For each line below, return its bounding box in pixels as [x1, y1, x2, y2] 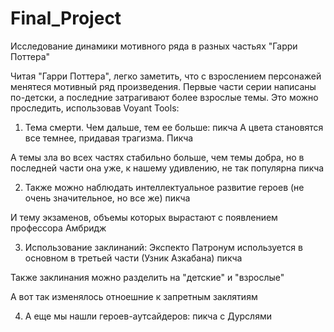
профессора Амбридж [10, 222, 107, 234]
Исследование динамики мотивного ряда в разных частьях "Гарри [10, 40, 298, 52]
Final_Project [10, 7, 122, 30]
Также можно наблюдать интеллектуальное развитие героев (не [24, 181, 305, 193]
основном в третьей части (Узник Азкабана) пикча [24, 252, 243, 264]
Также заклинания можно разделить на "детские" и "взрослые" [10, 271, 285, 283]
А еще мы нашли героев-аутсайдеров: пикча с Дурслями [24, 310, 272, 322]
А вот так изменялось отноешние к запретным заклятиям [10, 290, 258, 302]
